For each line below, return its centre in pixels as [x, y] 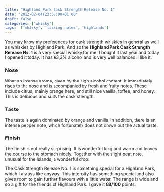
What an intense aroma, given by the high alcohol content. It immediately [79, 81]
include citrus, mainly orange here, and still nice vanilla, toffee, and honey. [80, 91]
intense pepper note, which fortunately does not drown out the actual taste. [82, 125]
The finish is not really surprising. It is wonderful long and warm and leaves [81, 149]
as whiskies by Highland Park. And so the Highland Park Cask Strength [78, 47]
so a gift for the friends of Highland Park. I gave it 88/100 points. [70, 184]
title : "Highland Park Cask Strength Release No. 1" [60, 10]
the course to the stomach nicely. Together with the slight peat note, [74, 154]
